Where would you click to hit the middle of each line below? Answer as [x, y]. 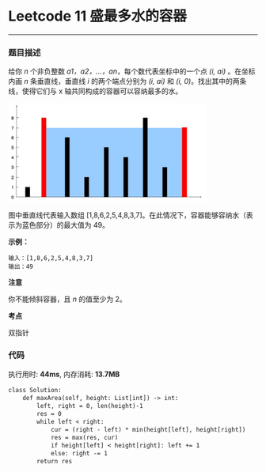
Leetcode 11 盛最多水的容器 [98, 16]
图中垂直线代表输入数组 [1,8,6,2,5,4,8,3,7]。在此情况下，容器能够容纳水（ [127, 215]
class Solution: [35, 390]
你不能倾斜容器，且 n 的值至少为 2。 [67, 299]
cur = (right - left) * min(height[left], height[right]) [148, 429]
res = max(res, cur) [84, 437]
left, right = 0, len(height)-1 [90, 406]
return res [55, 461]
